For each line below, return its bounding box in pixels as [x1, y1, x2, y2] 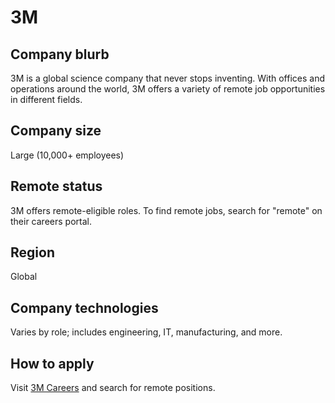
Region [10, 244, 55, 261]
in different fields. [10, 94, 83, 105]
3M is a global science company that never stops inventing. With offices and [10, 72, 325, 84]
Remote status [10, 178, 103, 195]
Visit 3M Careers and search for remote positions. [10, 382, 216, 394]
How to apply [10, 355, 95, 372]
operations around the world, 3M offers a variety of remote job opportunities [10, 83, 326, 95]
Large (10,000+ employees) [10, 149, 125, 161]
